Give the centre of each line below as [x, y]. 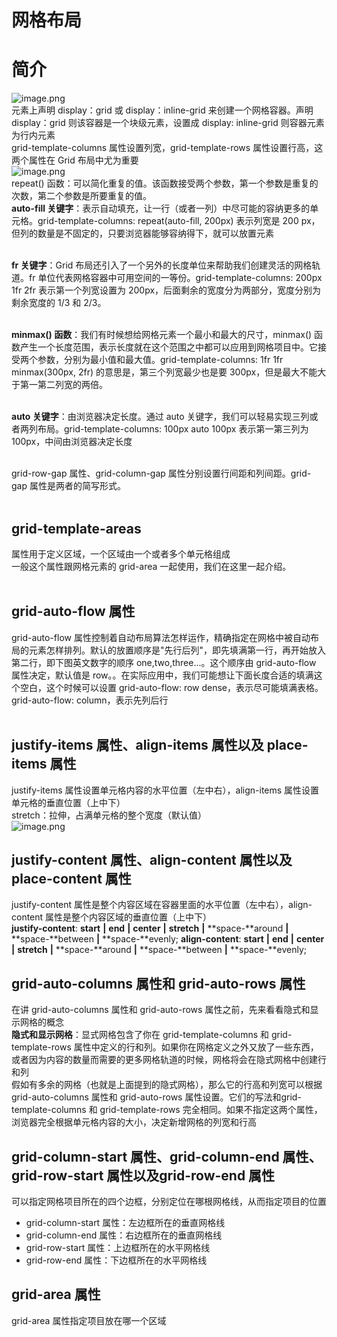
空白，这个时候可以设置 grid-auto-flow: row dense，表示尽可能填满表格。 [171, 687]
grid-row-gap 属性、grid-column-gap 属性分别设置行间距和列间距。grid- [161, 473]
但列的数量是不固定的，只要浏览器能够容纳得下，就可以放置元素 [142, 233]
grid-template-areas [76, 528]
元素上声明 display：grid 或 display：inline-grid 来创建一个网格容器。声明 [162, 110]
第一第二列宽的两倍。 [63, 385]
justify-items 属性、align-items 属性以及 [137, 745]
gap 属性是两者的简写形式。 [68, 486]
